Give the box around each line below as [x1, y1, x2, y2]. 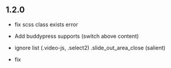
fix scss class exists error [14, 20, 78, 28]
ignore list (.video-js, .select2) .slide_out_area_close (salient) [14, 44, 166, 51]
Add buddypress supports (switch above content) [14, 32, 139, 40]
